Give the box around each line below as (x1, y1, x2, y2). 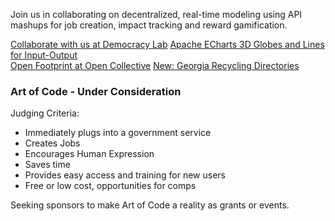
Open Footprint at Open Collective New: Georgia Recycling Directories (10, 60, 300, 71)
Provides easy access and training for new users (24, 169, 226, 181)
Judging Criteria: (10, 107, 80, 119)
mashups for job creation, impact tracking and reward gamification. (10, 19, 288, 31)
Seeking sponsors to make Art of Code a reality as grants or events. (10, 199, 290, 211)
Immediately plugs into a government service (24, 127, 212, 139)
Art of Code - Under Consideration (10, 84, 182, 98)
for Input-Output (10, 49, 78, 61)
